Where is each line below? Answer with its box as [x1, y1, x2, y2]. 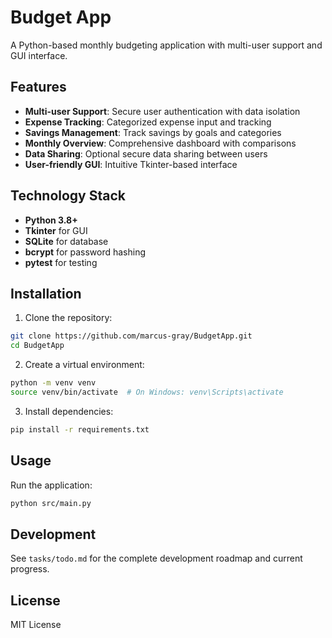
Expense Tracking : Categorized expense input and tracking [24, 116, 272, 128]
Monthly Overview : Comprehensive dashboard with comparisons [24, 137, 297, 149]
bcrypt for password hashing [24, 246, 147, 258]
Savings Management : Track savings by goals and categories [24, 126, 282, 138]
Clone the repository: [24, 312, 113, 324]
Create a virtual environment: [24, 359, 145, 371]
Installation [10, 285, 82, 302]
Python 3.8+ [24, 214, 78, 226]
